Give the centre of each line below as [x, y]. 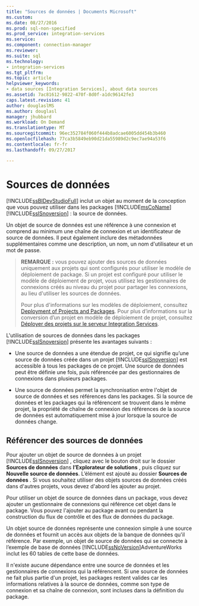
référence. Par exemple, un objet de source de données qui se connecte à [97, 541]
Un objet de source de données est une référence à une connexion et [91, 225]
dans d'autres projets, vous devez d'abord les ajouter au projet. [84, 486]
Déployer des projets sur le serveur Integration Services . [90, 324]
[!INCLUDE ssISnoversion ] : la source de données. [67, 213]
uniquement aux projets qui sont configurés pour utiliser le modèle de [106, 268]
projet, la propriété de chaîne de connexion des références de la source [102, 409]
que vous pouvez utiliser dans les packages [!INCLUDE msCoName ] [89, 207]
